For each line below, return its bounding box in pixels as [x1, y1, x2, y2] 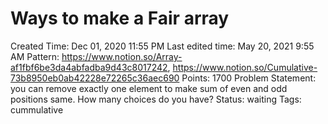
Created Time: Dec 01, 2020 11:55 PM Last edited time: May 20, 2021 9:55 [10, 40, 315, 52]
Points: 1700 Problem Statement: [181, 72, 317, 84]
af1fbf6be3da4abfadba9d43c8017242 [10, 61, 168, 73]
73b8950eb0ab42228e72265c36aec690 [10, 72, 180, 84]
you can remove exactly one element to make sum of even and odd [10, 82, 288, 94]
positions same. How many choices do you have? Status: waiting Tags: [10, 93, 302, 105]
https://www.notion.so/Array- [61, 50, 183, 62]
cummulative [10, 103, 64, 116]
